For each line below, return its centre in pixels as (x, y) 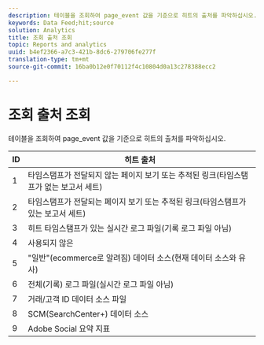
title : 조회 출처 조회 (40, 37)
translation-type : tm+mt (49, 60)
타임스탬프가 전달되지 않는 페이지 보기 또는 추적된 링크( (124, 175)
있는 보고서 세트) (57, 213)
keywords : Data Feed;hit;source (61, 23)
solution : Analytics (42, 30)
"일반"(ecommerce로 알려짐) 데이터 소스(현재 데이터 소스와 (132, 258)
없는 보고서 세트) (73, 187)
